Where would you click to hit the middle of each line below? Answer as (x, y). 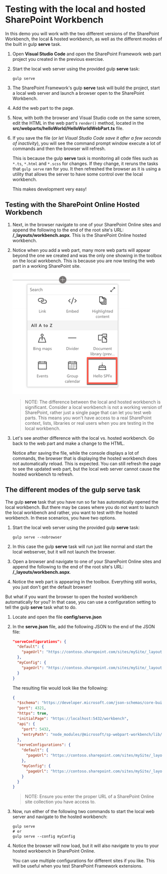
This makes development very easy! (50, 189)
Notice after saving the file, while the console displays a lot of (76, 453)
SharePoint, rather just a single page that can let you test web (88, 412)
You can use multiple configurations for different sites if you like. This (83, 861)
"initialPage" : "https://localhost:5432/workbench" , (73, 719)
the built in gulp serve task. (33, 44)
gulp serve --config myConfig (44, 837)
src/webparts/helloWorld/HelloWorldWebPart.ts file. (68, 128)
